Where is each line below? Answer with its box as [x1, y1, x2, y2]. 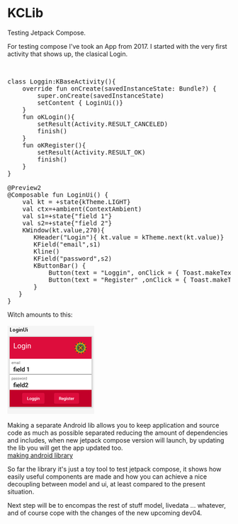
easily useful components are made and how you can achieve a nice [7, 472, 208, 481]
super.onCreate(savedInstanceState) [37, 91, 165, 100]
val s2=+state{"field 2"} [22, 219, 113, 227]
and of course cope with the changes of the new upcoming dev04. [7, 508, 203, 517]
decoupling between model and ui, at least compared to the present [7, 479, 205, 488]
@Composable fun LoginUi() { [7, 190, 108, 199]
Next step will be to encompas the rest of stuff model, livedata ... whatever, [7, 501, 227, 509]
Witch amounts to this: [7, 310, 73, 319]
